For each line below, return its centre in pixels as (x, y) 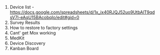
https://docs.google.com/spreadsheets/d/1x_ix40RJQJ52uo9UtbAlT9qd (82, 12)
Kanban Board (24, 48)
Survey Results (25, 22)
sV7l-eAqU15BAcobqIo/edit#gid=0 (45, 17)
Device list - (22, 7)
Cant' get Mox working (33, 33)
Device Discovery (27, 43)
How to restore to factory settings (44, 28)
